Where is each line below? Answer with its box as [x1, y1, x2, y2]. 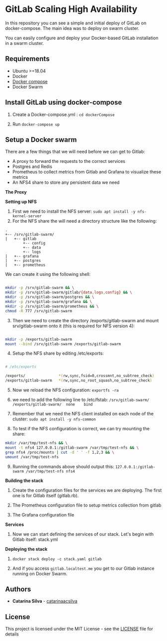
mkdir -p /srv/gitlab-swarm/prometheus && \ [5, 304, 99, 309]
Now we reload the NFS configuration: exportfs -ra [12, 387, 119, 393]
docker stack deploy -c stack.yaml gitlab [12, 556, 102, 561]
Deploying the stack [5, 546, 48, 552]
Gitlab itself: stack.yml [12, 536, 58, 542]
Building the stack [5, 477, 44, 484]
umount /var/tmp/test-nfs [5, 454, 59, 459]
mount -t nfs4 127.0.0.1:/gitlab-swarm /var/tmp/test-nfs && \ [5, 445, 139, 450]
